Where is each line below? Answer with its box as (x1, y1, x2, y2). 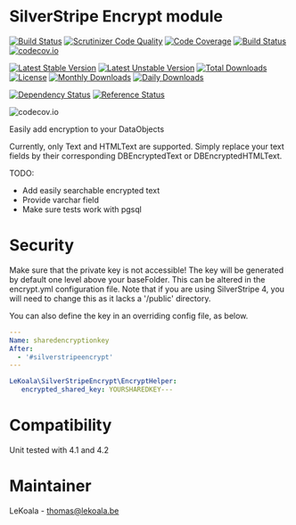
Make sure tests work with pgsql (21, 203, 143, 215)
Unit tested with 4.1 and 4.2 (9, 444, 110, 455)
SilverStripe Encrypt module (9, 6, 224, 27)
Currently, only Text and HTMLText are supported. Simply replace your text (9, 141, 285, 152)
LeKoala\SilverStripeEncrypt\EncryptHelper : (9, 377, 177, 386)
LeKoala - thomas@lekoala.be (9, 505, 119, 516)
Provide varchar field (21, 194, 100, 205)
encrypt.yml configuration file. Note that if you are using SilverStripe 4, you (9, 283, 285, 294)
